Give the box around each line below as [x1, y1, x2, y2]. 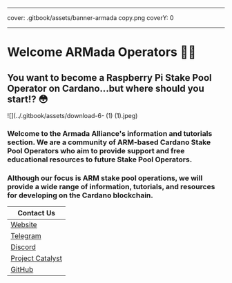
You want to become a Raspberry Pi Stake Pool [7, 72, 212, 84]
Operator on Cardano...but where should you [7, 82, 205, 94]
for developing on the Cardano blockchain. [7, 191, 153, 200]
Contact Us [17, 208, 56, 218]
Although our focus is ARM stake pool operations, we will [7, 173, 203, 183]
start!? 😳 [7, 93, 48, 105]
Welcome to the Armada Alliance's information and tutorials [7, 128, 213, 138]
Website [10, 220, 37, 230]
